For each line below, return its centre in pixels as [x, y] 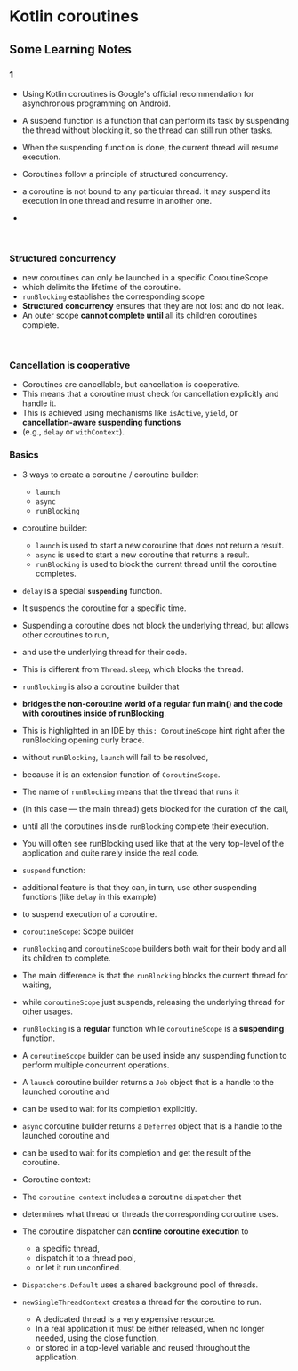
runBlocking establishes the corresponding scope [113, 296]
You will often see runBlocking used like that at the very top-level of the [153, 843]
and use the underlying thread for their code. [105, 652]
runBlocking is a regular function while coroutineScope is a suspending [153, 1028]
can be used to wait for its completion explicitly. [109, 1108]
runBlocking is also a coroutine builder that [101, 686]
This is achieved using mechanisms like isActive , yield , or [130, 413]
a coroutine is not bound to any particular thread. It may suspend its [146, 191]
